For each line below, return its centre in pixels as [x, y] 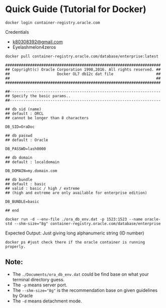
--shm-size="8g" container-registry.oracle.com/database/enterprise [88, 223]
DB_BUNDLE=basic [22, 202]
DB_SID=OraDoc [20, 127]
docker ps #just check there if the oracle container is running [75, 242]
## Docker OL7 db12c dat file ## [83, 74]
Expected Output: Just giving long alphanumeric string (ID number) [75, 233]
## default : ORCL [24, 113]
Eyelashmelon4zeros [34, 47]
